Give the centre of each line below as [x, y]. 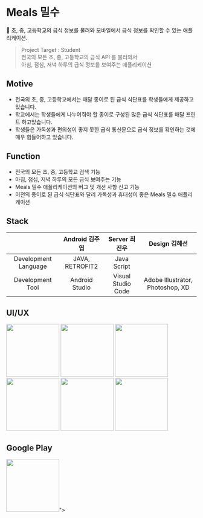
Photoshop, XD [168, 287]
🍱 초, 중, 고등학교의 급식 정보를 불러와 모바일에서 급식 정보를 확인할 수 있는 [94, 30]
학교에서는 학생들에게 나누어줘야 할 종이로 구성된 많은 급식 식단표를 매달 [100, 114]
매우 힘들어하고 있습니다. [44, 137]
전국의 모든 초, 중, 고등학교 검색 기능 [58, 171]
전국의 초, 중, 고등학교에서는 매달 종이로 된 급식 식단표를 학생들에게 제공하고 [105, 99]
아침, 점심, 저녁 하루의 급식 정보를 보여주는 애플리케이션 [86, 65]
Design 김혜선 [169, 244]
